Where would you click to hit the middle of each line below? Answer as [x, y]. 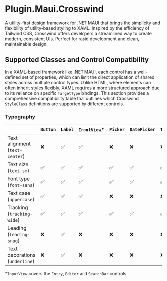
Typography [20, 117]
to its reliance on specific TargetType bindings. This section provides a [77, 93]
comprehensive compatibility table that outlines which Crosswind [72, 98]
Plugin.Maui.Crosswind [55, 9]
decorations [22, 255]
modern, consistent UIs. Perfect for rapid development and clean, [72, 39]
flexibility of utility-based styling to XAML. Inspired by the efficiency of [77, 28]
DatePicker [142, 130]
